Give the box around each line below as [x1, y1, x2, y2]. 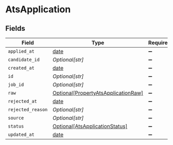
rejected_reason [8, 107, 48, 112]
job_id [8, 82, 24, 88]
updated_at [8, 132, 34, 137]
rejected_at [8, 98, 38, 104]
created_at [8, 65, 34, 71]
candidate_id [8, 57, 40, 63]
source [8, 115, 24, 121]
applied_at [8, 49, 34, 54]
